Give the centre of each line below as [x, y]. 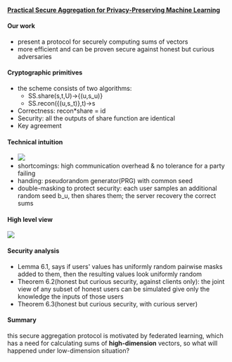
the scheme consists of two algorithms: [75, 88]
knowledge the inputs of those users [71, 297]
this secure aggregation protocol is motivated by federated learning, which [115, 335]
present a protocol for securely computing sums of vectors [103, 42]
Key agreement [39, 126]
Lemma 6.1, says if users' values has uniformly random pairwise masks [120, 266]
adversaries [34, 56]
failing [26, 173]
